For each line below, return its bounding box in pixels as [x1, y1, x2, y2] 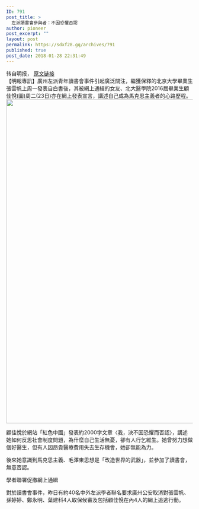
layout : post [6, 36, 38, 42]
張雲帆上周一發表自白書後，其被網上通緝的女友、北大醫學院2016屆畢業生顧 [6, 84, 190, 92]
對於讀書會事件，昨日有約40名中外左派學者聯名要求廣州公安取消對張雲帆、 [6, 489, 190, 496]
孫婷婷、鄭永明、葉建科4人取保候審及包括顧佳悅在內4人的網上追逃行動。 [6, 496, 185, 503]
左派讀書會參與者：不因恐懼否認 [11, 20, 78, 26]
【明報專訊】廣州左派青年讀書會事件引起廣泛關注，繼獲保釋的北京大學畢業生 [6, 77, 193, 84]
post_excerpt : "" [6, 31, 49, 37]
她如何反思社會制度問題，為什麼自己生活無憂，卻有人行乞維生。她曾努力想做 [6, 436, 193, 443]
